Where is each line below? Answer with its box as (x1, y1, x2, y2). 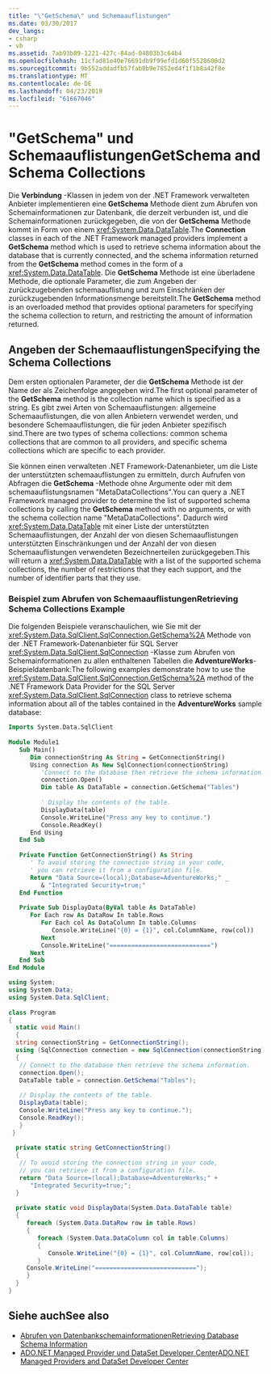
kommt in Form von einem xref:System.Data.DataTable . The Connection (8, 225, 246, 235)
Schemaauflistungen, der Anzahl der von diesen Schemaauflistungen (8, 531, 239, 539)
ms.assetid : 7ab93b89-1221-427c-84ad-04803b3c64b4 (8, 49, 182, 57)
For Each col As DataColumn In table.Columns (40, 919, 197, 927)
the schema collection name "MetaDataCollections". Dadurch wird (8, 513, 228, 522)
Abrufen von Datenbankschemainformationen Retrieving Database (19, 1330, 240, 1340)
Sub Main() (19, 746, 56, 754)
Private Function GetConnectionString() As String (19, 851, 194, 860)
